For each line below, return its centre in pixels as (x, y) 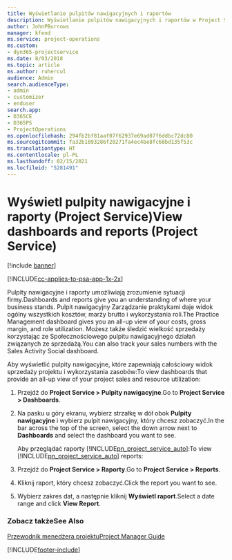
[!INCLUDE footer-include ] (44, 550)
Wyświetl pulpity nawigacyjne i (99, 202)
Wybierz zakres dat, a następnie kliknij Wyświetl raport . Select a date (116, 496)
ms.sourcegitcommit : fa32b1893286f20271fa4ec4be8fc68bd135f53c (100, 142)
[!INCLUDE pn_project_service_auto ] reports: (80, 456)
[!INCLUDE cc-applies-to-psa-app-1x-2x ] (65, 279)
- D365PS (20, 123)
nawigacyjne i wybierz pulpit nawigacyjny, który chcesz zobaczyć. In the (120, 420)
